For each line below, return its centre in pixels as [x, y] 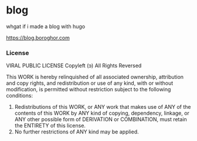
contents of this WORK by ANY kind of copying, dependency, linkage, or [102, 113]
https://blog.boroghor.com [38, 37]
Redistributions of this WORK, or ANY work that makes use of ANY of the [103, 107]
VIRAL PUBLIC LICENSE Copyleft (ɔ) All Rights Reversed [74, 66]
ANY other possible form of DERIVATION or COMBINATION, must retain [101, 119]
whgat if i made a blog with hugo [46, 26]
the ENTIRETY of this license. [50, 126]
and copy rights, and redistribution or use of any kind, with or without [90, 83]
